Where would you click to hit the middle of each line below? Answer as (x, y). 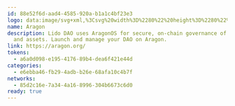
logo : (15, 20)
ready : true (24, 91)
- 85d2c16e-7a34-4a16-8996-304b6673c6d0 (73, 85)
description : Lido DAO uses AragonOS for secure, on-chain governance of (117, 33)
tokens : (19, 53)
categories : (24, 66)
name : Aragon (26, 26)
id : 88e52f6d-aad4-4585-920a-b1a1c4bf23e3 (70, 14)
